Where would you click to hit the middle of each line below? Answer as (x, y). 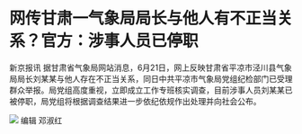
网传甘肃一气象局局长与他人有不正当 (143, 18)
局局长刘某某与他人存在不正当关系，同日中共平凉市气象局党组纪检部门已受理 (151, 78)
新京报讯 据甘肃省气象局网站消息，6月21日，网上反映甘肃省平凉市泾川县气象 (151, 67)
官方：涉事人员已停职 (120, 41)
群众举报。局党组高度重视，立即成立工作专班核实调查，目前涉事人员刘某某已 (151, 90)
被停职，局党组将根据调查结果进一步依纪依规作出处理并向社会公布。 (135, 101)
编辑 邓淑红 (41, 120)
